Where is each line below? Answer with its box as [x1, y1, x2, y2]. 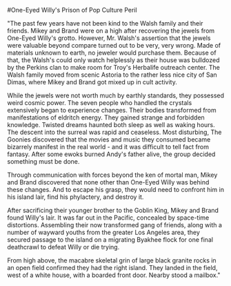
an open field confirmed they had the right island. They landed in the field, [7, 264, 218, 271]
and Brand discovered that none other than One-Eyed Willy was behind [7, 178, 210, 186]
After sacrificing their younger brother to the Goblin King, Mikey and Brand [7, 207, 219, 214]
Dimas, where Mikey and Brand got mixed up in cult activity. [7, 78, 177, 86]
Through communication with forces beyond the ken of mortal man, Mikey [7, 171, 218, 179]
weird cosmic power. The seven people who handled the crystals [7, 99, 192, 106]
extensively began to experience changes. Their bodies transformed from [7, 106, 217, 114]
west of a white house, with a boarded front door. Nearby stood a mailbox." [7, 271, 221, 279]
